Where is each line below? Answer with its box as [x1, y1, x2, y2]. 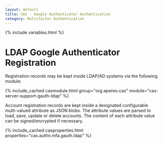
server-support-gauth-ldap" [5, 93, 62, 99]
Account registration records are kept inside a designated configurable [5, 102, 148, 108]
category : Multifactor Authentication [5, 16, 84, 21]
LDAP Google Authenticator [5, 47, 120, 58]
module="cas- [129, 88, 159, 94]
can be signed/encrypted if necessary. [5, 118, 83, 124]
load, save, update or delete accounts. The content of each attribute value [5, 113, 156, 119]
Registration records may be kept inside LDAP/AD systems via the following [5, 73, 158, 79]
